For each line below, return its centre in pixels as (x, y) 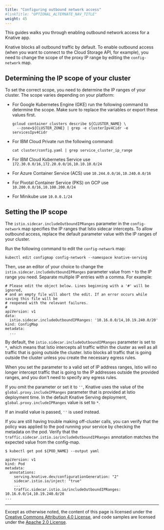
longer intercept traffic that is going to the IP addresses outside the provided (82, 372)
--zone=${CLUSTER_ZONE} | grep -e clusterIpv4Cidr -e (72, 128)
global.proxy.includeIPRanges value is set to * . (52, 403)
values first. (24, 115)
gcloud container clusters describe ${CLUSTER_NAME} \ (69, 124)
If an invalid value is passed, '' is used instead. (53, 412)
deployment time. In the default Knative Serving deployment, (66, 397)
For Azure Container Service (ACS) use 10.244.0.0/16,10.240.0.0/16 (82, 173)
